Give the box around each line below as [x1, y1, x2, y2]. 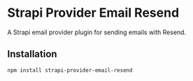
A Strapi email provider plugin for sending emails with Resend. [7, 28, 187, 36]
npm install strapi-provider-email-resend [7, 66, 133, 74]
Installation [7, 48, 57, 60]
